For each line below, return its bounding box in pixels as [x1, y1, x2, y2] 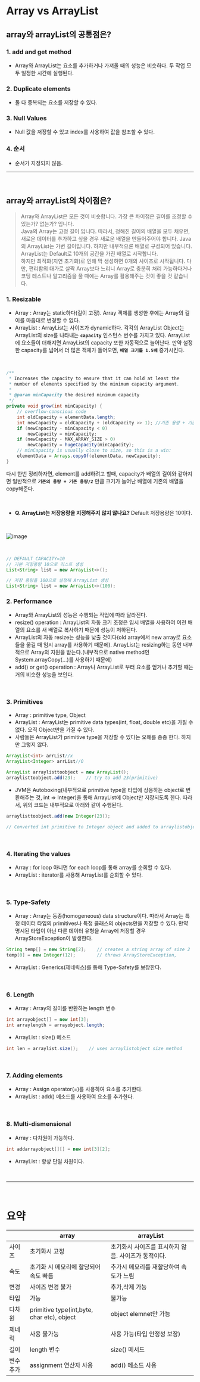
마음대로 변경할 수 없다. [26, 316, 80, 324]
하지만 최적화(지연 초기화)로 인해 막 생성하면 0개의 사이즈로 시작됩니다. [20, 257, 186, 265]
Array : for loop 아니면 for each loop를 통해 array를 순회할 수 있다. [14, 864, 171, 871]
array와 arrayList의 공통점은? [6, 29, 111, 39]
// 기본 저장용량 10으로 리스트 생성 [6, 561, 83, 567]
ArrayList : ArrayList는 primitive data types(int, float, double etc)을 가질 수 [14, 718, 193, 725]
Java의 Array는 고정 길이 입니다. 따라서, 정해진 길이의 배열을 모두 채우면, [20, 228, 190, 235]
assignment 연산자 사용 [29, 1361, 93, 1369]
